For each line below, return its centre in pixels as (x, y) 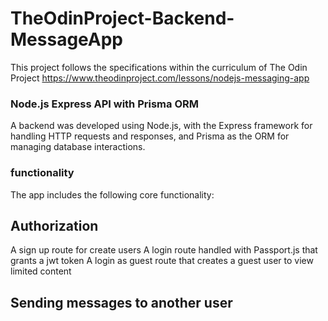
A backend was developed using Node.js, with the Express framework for (161, 126)
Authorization (54, 225)
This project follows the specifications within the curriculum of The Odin (159, 67)
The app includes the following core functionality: (112, 194)
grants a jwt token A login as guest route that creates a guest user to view (162, 261)
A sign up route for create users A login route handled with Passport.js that (164, 250)
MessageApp (67, 39)
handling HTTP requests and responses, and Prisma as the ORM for (150, 136)
